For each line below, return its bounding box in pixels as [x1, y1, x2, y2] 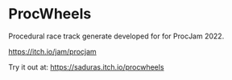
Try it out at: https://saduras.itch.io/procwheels [8, 62, 164, 72]
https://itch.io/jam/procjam [8, 46, 97, 56]
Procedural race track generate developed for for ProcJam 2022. [8, 31, 225, 41]
